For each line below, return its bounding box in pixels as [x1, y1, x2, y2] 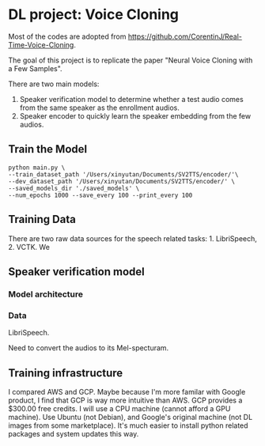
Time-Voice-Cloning [8, 40, 74, 49]
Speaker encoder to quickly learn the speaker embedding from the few [19, 111, 252, 120]
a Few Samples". [8, 63, 62, 73]
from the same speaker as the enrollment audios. [19, 103, 180, 112]
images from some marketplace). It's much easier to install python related [8, 421, 248, 430]
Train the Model [8, 142, 88, 156]
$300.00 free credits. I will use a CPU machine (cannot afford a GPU [8, 403, 231, 413]
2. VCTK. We [8, 242, 50, 251]
